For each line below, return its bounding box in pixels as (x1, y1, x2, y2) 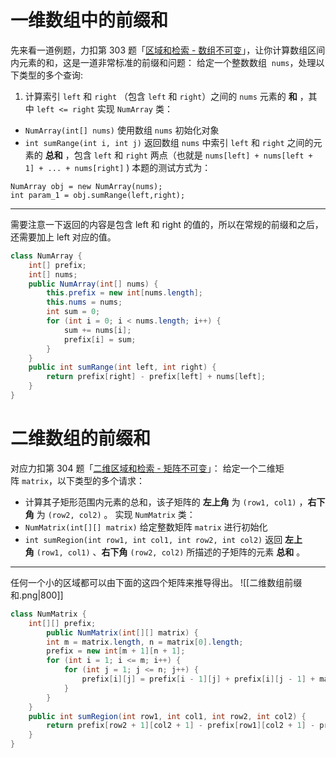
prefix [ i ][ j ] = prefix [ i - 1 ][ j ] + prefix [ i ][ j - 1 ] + (81, 674, 316, 684)
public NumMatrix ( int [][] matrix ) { (46, 627, 199, 638)
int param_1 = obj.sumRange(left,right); (10, 190, 186, 200)
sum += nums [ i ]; (63, 325, 132, 335)
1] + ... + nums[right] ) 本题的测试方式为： (24, 161, 212, 173)
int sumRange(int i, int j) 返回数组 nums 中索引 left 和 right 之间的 (24, 136, 314, 148)
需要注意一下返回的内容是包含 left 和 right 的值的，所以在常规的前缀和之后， (10, 218, 324, 230)
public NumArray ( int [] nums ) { (28, 279, 159, 289)
